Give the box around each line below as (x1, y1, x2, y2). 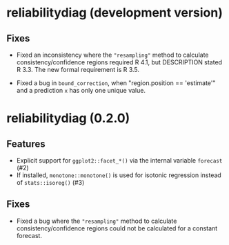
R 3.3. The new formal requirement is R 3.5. (16, 66, 139, 73)
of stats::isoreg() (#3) (16, 179, 85, 186)
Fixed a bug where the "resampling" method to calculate (16, 217, 177, 225)
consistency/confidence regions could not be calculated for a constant (16, 224, 218, 233)
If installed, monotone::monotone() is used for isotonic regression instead (16, 171, 221, 179)
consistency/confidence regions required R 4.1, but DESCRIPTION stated (16, 58, 222, 66)
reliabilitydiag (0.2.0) (6, 111, 130, 126)
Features (6, 138, 46, 149)
